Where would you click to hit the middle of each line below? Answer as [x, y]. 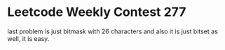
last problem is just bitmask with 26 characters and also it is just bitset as [113, 31]
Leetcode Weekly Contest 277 [97, 12]
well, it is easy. [28, 38]
